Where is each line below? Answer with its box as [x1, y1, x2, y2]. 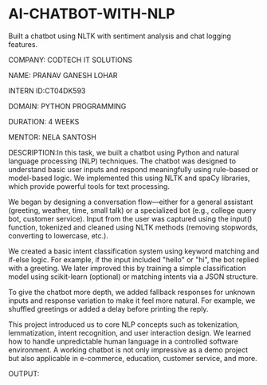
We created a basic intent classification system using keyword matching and [8, 246, 260, 256]
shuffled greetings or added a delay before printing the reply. [8, 304, 209, 313]
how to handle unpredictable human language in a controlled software [8, 336, 239, 346]
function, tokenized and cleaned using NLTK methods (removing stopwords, [8, 222, 258, 232]
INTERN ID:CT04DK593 [8, 85, 86, 96]
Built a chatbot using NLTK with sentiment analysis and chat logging [8, 31, 231, 41]
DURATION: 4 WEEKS [8, 116, 80, 126]
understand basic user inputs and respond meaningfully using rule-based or [8, 164, 259, 174]
